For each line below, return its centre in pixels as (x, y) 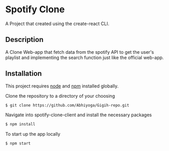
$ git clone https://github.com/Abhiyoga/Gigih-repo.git (67, 105)
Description (24, 40)
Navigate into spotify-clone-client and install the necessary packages (79, 115)
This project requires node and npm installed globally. (62, 86)
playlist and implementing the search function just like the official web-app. (84, 57)
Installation (24, 73)
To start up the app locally (33, 134)
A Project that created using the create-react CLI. (57, 24)
